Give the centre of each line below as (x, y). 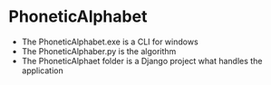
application (43, 71)
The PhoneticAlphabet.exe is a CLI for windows (110, 42)
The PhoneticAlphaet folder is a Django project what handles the (142, 61)
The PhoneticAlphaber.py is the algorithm (99, 51)
